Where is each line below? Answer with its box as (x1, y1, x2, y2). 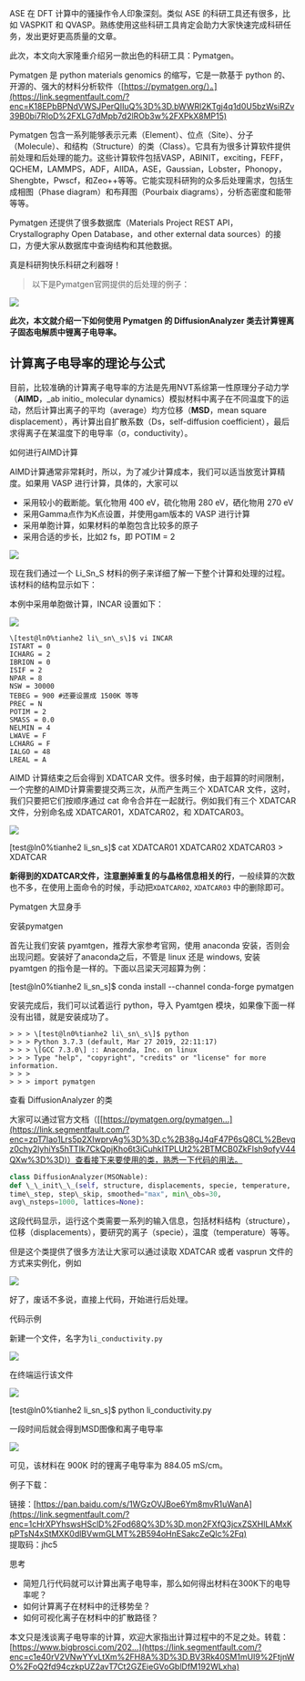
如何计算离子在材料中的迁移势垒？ (22, 1601, 151, 1612)
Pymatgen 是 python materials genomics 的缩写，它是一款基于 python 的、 (9, 69, 290, 80)
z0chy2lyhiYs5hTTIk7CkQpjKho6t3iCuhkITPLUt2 (9, 1143, 193, 1154)
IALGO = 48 (9, 747, 51, 756)
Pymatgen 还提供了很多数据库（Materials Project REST (9, 217, 216, 228)
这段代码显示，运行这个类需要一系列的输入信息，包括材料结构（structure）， (9, 1216, 295, 1227)
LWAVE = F (9, 731, 47, 741)
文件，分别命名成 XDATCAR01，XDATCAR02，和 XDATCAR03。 (9, 806, 249, 817)
